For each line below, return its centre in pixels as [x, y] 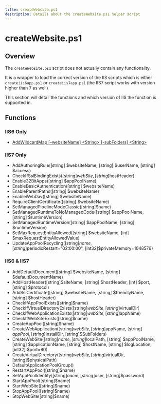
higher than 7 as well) [27, 88]
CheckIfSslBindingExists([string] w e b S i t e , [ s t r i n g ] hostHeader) [73, 176]
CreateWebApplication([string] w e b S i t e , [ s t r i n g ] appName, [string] [77, 329]
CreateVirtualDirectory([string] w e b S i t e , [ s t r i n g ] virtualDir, [68, 355]
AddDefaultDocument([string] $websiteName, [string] [66, 272]
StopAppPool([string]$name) [41, 391]
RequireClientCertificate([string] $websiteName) [61, 202]
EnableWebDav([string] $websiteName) [52, 197]
